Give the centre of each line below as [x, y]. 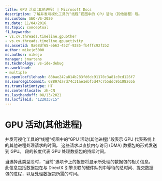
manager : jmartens [23, 59]
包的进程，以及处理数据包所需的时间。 [43, 174]
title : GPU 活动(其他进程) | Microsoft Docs [48, 9]
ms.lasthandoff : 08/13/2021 [33, 95]
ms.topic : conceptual [27, 28]
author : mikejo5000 [25, 50]
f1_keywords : [18, 32]
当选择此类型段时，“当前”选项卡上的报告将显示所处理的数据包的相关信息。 [79, 162]
